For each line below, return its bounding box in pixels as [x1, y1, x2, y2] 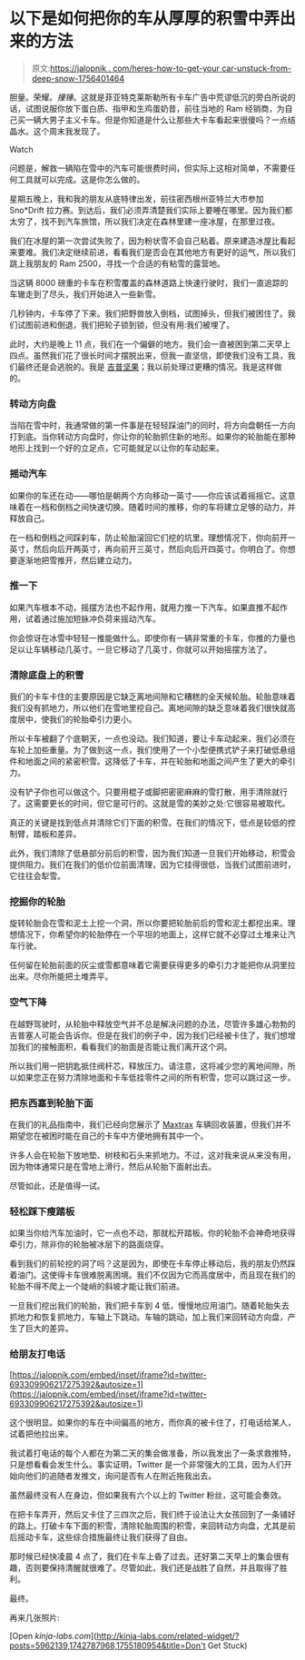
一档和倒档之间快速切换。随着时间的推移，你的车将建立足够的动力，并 [33, 501, 296, 512]
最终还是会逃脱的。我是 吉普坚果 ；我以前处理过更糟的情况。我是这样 [16, 361, 274, 372]
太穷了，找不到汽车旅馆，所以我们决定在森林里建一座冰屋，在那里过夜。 [9, 215, 280, 227]
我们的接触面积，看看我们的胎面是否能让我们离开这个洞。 [16, 1041, 232, 1052]
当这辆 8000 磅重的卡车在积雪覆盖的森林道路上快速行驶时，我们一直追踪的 [9, 277, 289, 288]
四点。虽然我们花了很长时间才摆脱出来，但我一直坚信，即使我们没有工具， [9, 350, 288, 361]
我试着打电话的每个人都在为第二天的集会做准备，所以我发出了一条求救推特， [9, 1448, 296, 1458]
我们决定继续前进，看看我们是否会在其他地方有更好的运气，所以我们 [40, 246, 296, 257]
